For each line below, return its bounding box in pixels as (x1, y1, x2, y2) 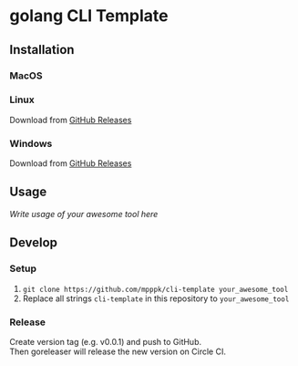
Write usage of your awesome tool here (9, 208, 159, 219)
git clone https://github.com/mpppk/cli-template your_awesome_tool (22, 285, 289, 294)
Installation (9, 42, 75, 58)
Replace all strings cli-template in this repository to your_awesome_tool (22, 293, 290, 304)
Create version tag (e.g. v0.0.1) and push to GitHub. (9, 336, 202, 347)
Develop (9, 235, 57, 251)
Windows (9, 137, 53, 150)
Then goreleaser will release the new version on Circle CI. (9, 346, 226, 357)
